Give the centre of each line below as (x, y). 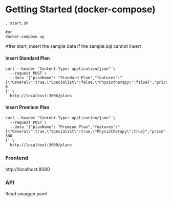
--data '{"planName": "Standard (45, 78)
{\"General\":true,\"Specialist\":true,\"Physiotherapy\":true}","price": (87, 132)
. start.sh (17, 23)
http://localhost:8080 (28, 169)
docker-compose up (25, 36)
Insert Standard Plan (28, 58)
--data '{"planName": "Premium (43, 127)
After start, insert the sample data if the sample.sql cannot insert (73, 46)
